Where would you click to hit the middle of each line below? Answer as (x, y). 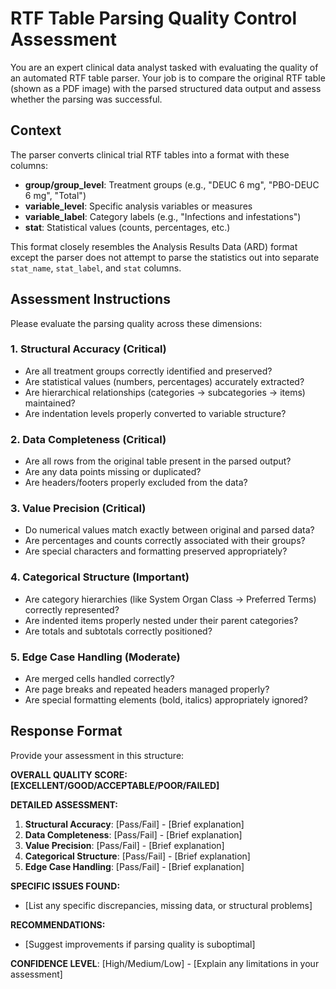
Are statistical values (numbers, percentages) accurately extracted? (164, 381)
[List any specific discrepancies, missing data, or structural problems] (168, 905)
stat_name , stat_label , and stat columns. (96, 268)
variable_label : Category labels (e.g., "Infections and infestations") (163, 216)
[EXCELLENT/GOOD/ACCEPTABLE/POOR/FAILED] (115, 785)
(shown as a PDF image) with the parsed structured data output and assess (166, 88)
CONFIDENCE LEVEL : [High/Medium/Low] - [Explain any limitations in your (165, 963)
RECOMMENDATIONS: (58, 924)
